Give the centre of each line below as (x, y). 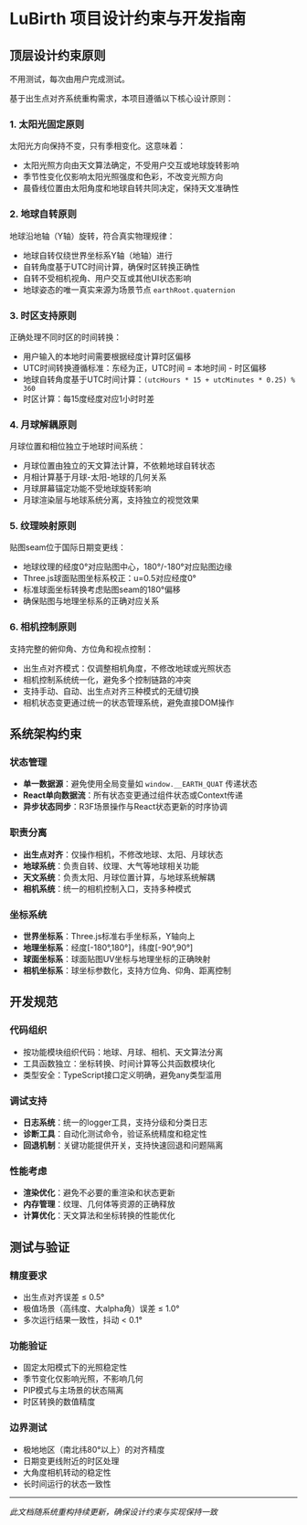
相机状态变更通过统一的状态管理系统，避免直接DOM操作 (128, 702)
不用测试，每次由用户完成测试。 (69, 79)
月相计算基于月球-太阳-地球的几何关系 (95, 477)
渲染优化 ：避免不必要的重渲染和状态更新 (99, 1192)
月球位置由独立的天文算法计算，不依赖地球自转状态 (119, 466)
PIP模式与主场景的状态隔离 (73, 1391)
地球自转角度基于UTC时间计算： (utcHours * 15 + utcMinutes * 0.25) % (159, 379)
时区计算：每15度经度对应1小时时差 (89, 398)
